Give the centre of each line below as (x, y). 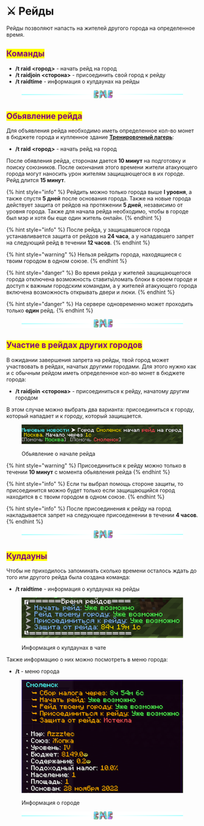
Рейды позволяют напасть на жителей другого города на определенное (101, 28)
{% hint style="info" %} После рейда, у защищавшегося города (88, 230)
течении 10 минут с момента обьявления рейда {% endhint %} (88, 472)
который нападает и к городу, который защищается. (75, 416)
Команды (26, 54)
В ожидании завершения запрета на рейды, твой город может (88, 360)
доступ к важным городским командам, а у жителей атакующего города (102, 286)
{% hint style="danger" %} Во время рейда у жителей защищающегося (99, 273)
